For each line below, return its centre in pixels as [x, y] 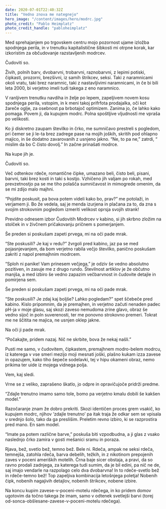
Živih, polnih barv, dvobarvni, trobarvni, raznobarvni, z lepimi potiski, [75, 72]
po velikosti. [17, 119]
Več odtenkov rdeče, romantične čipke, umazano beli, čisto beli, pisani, [78, 173]
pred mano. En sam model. [32, 425]
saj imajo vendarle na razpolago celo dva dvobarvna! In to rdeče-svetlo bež [82, 470]
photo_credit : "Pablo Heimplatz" [40, 24]
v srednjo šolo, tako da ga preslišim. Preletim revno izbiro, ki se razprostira [81, 419]
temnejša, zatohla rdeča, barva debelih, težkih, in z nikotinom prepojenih [79, 455]
